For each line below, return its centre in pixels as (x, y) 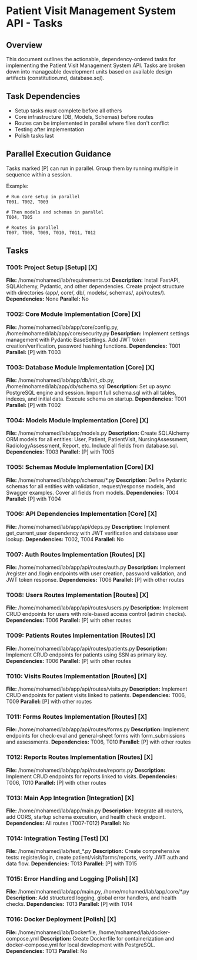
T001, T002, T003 (27, 202)
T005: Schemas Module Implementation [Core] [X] (80, 467)
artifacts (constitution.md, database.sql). (55, 78)
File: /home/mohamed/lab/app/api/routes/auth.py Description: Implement (96, 567)
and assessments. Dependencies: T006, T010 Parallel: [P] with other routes (98, 742)
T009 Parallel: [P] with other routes (49, 701)
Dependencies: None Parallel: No (48, 299)
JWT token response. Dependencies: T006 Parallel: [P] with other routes (95, 580)
